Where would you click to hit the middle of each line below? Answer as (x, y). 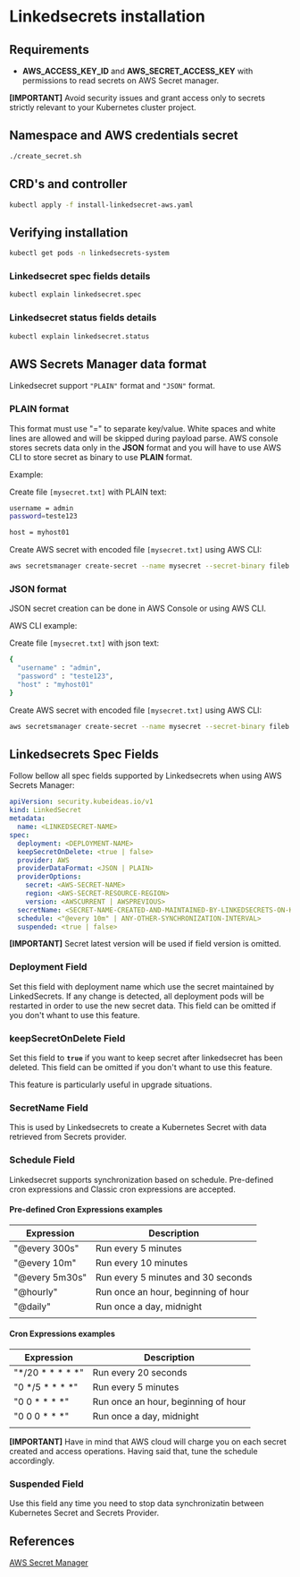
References (42, 1541)
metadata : (28, 818)
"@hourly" (36, 1291)
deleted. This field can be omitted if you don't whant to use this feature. (141, 1067)
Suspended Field (47, 1484)
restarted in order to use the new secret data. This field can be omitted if (143, 1006)
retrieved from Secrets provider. (68, 1137)
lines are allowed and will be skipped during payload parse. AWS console (144, 438)
